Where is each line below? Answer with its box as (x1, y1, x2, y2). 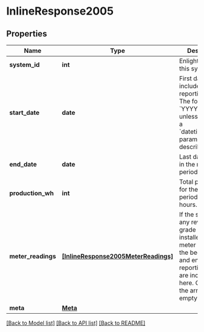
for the (178, 185, 199, 193)
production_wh (9, 189, 54, 197)
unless (178, 112, 199, 120)
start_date (9, 108, 40, 117)
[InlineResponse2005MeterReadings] (61, 252, 174, 260)
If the (178, 210, 194, 218)
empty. (178, 294, 199, 302)
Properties (6, 29, 47, 39)
